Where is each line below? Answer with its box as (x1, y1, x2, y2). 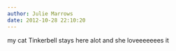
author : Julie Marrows (7, 10, 73, 17)
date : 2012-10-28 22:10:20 (7, 17, 86, 24)
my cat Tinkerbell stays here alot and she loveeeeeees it (7, 36, 170, 44)
